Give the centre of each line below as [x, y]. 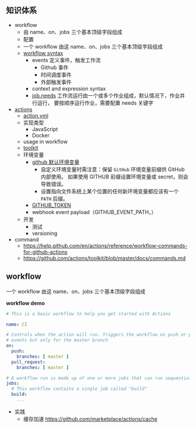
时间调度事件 [56, 74]
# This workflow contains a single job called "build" [79, 389]
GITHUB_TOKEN [51, 205]
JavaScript [45, 129]
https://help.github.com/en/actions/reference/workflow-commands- [105, 246]
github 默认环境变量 [56, 162]
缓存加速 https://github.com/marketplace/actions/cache [90, 419]
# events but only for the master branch [57, 340]
